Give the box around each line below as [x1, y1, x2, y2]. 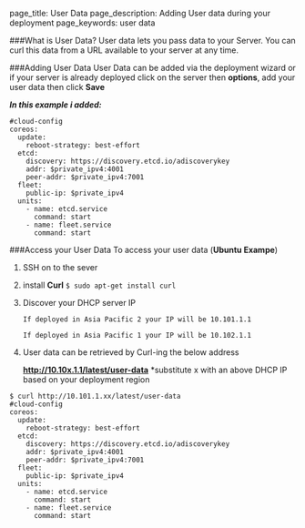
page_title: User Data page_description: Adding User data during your [9, 8, 271, 18]
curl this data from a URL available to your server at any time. [9, 45, 239, 56]
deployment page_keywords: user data [9, 17, 156, 28]
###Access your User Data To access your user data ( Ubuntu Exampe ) [9, 245, 279, 255]
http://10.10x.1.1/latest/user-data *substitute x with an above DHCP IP [22, 364, 288, 375]
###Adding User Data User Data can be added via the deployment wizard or [9, 63, 296, 73]
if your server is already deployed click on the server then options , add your [9, 72, 296, 83]
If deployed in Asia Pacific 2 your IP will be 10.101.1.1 [22, 315, 252, 324]
